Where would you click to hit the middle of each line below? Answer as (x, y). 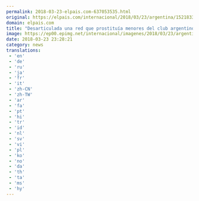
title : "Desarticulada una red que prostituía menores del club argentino (100, 28)
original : (18, 17)
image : (14, 34)
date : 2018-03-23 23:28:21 (39, 39)
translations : (24, 51)
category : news (25, 45)
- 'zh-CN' (21, 89)
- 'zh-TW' (21, 95)
